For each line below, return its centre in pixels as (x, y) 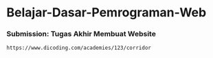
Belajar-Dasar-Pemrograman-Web (106, 13)
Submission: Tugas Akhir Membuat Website (81, 34)
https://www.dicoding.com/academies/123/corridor (79, 48)
